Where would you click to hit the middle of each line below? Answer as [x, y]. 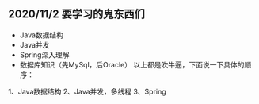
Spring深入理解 [44, 55]
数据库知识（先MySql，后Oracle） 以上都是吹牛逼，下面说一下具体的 [132, 64]
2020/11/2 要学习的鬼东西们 [76, 14]
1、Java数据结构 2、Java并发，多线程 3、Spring [87, 91]
